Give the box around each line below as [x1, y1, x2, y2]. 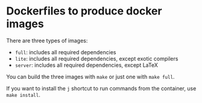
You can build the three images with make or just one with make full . [6, 73, 175, 80]
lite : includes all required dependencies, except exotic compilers [14, 55, 178, 62]
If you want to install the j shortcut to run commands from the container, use [6, 84, 197, 92]
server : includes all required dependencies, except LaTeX [14, 61, 159, 69]
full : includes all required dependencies [14, 48, 116, 55]
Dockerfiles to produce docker [6, 4, 162, 18]
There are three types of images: [6, 37, 88, 44]
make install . [6, 91, 40, 98]
